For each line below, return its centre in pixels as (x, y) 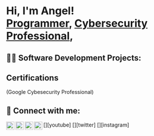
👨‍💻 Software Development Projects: (74, 58)
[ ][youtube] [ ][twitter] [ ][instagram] (87, 125)
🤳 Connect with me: (43, 111)
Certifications (32, 78)
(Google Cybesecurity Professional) (50, 92)
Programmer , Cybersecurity (77, 23)
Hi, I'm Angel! (40, 11)
